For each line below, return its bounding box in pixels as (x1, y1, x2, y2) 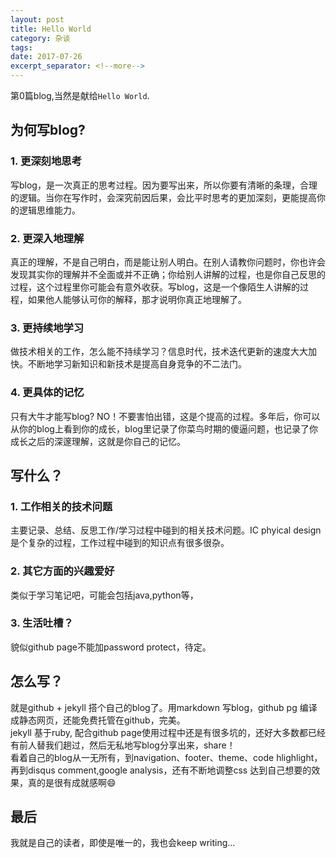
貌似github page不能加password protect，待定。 (10, 641, 212, 653)
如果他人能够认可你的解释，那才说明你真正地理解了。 (27, 293, 247, 305)
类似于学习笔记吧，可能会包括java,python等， (10, 589, 199, 601)
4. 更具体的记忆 (10, 386, 85, 400)
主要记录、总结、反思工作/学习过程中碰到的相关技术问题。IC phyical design (10, 524, 322, 536)
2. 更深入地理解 (10, 231, 85, 245)
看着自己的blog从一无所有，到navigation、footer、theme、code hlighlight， (10, 751, 323, 763)
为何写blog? (10, 122, 86, 139)
